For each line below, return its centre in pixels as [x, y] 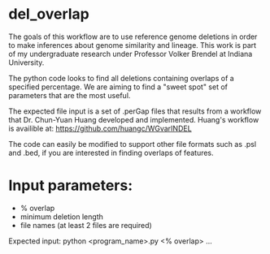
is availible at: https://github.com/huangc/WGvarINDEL [100, 128]
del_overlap [49, 14]
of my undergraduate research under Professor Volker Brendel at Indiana [131, 54]
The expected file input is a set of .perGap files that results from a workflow [135, 111]
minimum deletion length [61, 217]
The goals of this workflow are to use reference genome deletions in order [133, 37]
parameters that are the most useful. [70, 95]
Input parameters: [71, 185]
